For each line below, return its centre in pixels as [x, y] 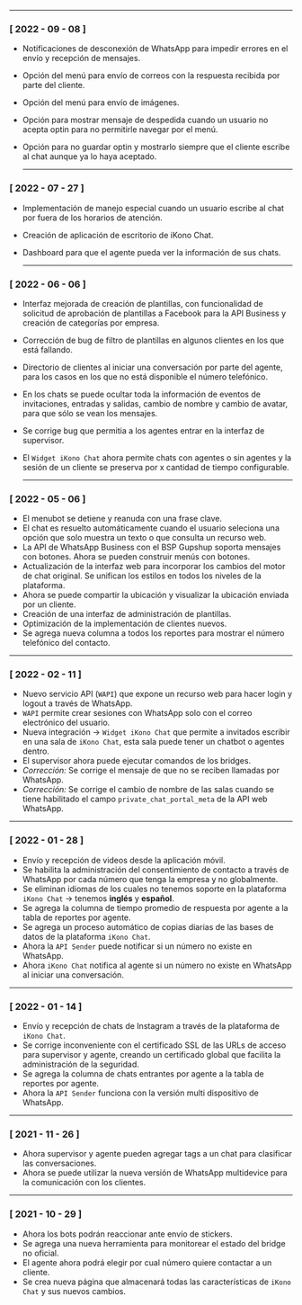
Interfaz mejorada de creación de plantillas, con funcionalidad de [142, 303]
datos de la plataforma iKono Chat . [86, 936]
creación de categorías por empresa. [91, 322]
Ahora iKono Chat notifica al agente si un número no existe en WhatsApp [157, 965]
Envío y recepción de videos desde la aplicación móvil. [124, 860]
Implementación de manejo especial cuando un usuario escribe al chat [153, 208]
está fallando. [48, 349]
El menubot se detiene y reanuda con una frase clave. [122, 519]
